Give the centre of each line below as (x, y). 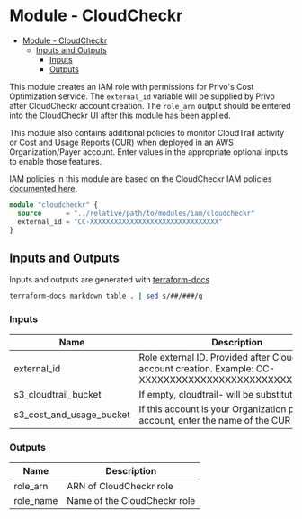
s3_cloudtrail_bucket (58, 395)
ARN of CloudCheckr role (120, 486)
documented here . (44, 188)
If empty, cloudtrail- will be (196, 395)
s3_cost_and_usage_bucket (72, 415)
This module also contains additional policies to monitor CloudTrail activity (147, 132)
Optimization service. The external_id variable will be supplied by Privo (142, 96)
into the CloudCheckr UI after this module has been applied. (120, 115)
